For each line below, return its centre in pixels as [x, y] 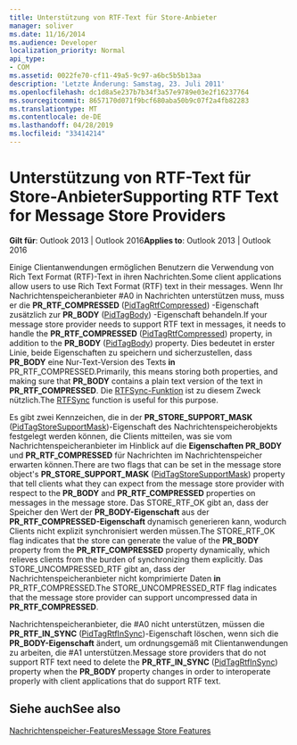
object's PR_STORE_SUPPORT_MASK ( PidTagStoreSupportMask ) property [147, 474]
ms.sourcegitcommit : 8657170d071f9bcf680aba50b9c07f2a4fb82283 [129, 100]
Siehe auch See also [65, 709]
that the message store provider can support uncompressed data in [133, 597]
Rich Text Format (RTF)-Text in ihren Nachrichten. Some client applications [145, 277]
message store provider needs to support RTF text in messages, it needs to [148, 324]
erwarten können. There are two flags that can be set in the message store [145, 464]
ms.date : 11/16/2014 [48, 34]
